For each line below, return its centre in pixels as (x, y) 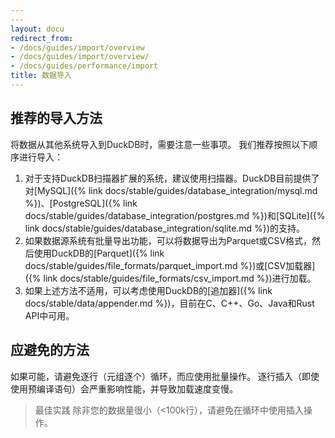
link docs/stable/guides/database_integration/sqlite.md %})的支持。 (164, 228)
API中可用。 (49, 315)
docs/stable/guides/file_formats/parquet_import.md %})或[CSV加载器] (170, 265)
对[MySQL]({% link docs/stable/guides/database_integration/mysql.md (171, 190)
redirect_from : (42, 38)
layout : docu (37, 29)
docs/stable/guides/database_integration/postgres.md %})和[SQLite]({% (175, 215)
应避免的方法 (50, 350)
